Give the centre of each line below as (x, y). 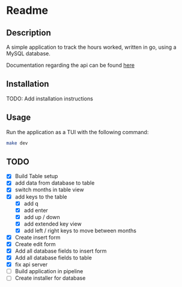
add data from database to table (55, 183)
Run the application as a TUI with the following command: (77, 132)
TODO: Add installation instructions (50, 98)
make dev (17, 143)
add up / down (42, 217)
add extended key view (53, 224)
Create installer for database (50, 278)
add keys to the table (41, 197)
